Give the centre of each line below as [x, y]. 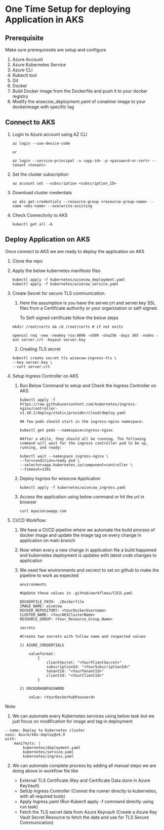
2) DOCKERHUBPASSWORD [42, 688]
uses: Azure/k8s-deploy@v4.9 [35, 734]
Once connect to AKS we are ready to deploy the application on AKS [75, 251]
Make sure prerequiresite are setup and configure [56, 50]
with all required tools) [42, 796]
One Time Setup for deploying [68, 9]
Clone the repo [27, 261]
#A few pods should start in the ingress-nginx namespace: [82, 421]
